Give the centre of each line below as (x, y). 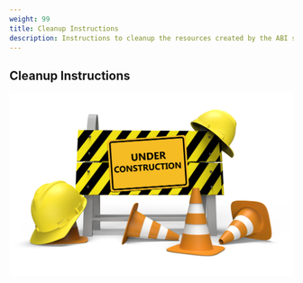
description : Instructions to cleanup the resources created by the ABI (149, 38)
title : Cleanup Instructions (64, 28)
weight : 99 (30, 19)
